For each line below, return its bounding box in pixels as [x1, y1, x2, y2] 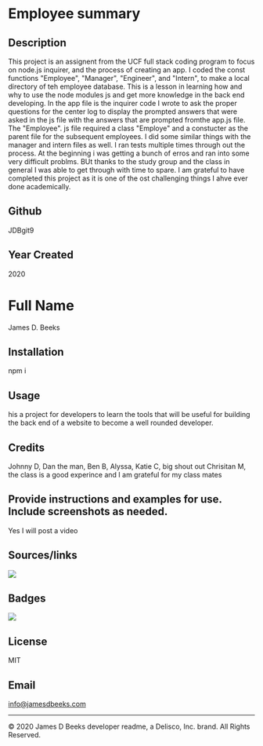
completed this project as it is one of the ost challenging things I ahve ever [8, 174, 248, 183]
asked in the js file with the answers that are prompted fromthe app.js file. [8, 115, 246, 124]
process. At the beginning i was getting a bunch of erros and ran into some [8, 148, 250, 158]
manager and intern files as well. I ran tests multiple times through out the [8, 141, 245, 149]
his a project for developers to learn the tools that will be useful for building [8, 410, 250, 419]
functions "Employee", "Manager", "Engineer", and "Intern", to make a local [8, 74, 250, 82]
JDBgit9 [8, 225, 34, 235]
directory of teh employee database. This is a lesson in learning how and [8, 82, 243, 91]
